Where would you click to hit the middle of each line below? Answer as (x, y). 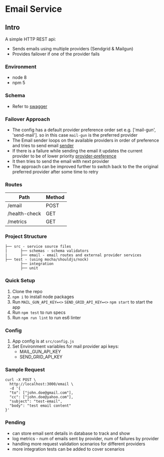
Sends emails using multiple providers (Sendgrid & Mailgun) (73, 49)
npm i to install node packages (43, 297)
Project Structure (26, 236)
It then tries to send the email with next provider (61, 161)
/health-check (24, 214)
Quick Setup (20, 281)
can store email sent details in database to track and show (71, 433)
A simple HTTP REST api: (31, 39)
